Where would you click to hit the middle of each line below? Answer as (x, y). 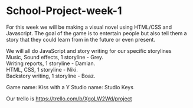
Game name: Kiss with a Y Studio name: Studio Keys (70, 87)
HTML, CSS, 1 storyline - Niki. (42, 69)
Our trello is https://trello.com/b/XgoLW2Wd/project (69, 99)
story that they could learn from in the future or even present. (81, 39)
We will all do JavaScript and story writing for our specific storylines (89, 50)
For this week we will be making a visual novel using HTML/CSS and (89, 27)
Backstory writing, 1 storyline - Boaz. (51, 76)
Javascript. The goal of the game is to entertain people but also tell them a (97, 33)
